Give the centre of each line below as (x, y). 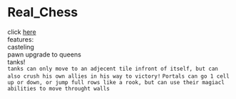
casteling (21, 47)
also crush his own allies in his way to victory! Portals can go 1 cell (118, 76)
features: (21, 39)
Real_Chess (43, 12)
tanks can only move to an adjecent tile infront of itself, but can (113, 69)
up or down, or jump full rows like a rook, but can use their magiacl (116, 82)
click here (22, 32)
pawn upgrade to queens (45, 54)
